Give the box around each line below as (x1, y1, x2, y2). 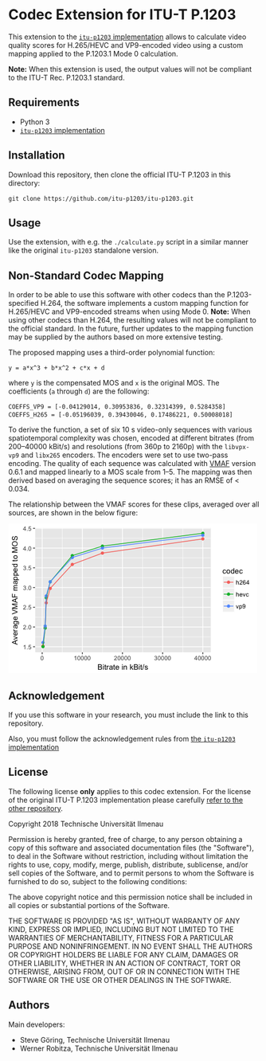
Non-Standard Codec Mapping (8, 268, 165, 282)
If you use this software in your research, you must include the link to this (8, 711, 248, 719)
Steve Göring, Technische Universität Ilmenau (19, 1035, 170, 1044)
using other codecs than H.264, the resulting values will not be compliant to (8, 315, 256, 325)
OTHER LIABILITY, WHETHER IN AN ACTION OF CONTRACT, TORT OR (8, 958, 241, 968)
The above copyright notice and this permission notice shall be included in (8, 892, 252, 902)
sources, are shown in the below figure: (8, 508, 138, 518)
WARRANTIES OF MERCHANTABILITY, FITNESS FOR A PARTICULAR (8, 933, 233, 942)
